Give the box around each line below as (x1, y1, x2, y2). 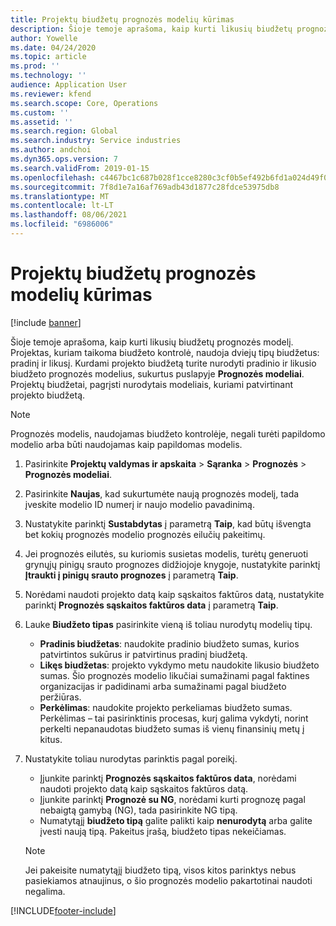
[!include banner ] (10, 316, 82, 328)
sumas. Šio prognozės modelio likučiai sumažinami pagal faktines (39, 669, 310, 681)
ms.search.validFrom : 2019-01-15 (10, 163, 150, 173)
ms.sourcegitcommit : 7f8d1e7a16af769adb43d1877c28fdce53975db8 (10, 182, 280, 192)
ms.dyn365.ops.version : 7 (10, 154, 118, 164)
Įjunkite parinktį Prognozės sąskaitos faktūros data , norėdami (39, 772, 297, 784)
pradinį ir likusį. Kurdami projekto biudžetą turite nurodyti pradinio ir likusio (10, 357, 317, 369)
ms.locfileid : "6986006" (10, 219, 114, 230)
